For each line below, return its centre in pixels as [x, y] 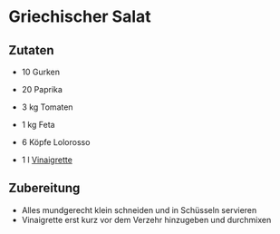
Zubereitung [44, 188]
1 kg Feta [38, 125]
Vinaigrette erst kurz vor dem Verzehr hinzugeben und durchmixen [146, 219]
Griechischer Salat [80, 17]
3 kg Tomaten [47, 107]
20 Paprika [42, 89]
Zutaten [32, 50]
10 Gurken [41, 72]
